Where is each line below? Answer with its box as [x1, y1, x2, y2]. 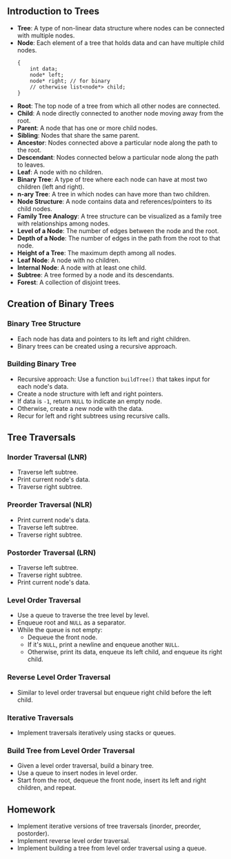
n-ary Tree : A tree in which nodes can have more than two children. [17, 190, 210, 198]
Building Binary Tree [7, 359, 77, 369]
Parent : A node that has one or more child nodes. [17, 124, 158, 132]
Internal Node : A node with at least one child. [17, 263, 147, 272]
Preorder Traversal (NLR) [7, 500, 92, 510]
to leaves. [17, 160, 46, 169]
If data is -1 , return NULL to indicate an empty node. [17, 397, 163, 405]
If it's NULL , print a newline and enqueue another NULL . [27, 640, 180, 649]
